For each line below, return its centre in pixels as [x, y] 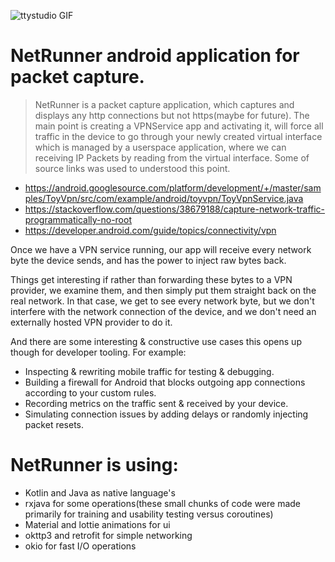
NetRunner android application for [155, 56]
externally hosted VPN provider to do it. [91, 322]
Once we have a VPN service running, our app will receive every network [161, 249]
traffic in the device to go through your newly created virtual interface [178, 136]
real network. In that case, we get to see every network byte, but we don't [162, 301]
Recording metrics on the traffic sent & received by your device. [156, 403]
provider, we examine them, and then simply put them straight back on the [163, 290]
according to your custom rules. [90, 392]
